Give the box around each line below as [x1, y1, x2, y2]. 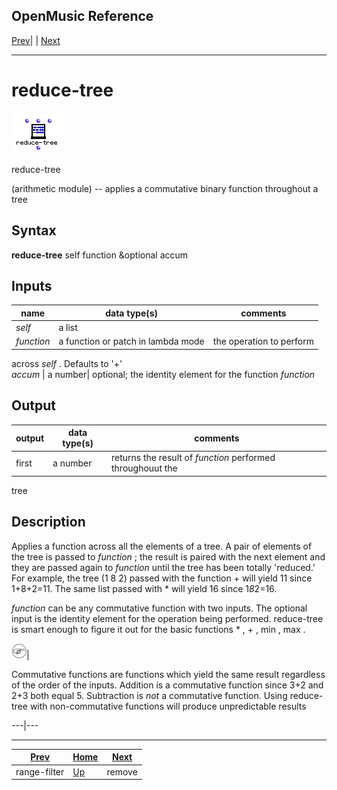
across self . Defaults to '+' [11, 357, 123, 369]
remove [106, 765, 138, 778]
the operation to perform [212, 335, 314, 348]
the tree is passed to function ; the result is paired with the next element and [11, 550, 326, 563]
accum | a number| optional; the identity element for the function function [11, 368, 316, 380]
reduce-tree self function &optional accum [11, 249, 189, 261]
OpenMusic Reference [11, 8, 154, 25]
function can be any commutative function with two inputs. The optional [11, 602, 308, 614]
